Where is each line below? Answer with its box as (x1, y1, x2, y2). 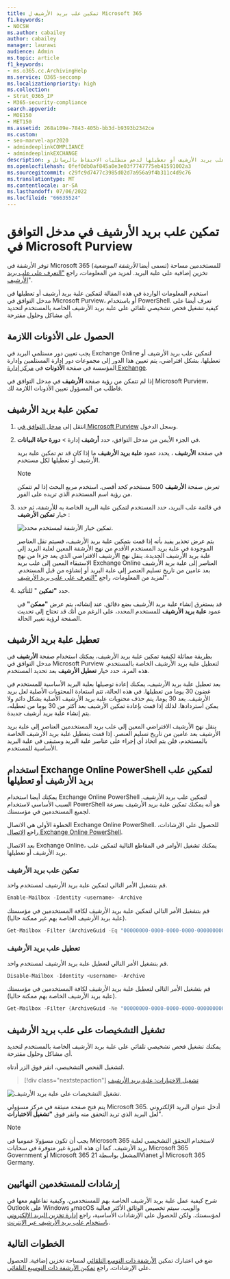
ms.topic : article (7, 55, 60, 62)
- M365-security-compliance (7, 99, 88, 106)
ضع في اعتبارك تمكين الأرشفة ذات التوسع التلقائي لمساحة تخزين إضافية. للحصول (7, 1256, 214, 1264)
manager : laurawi (7, 42, 57, 49)
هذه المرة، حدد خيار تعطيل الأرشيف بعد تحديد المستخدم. (7, 667, 150, 675)
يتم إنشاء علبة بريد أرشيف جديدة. (7, 709, 91, 718)
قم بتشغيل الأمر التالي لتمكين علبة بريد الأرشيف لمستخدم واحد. (7, 881, 168, 889)
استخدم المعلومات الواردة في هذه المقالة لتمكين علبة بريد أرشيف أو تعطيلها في (7, 289, 209, 297)
